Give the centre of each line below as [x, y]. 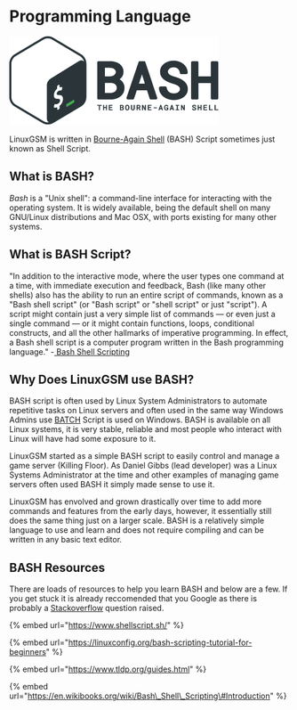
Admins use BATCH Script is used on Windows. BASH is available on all [140, 420]
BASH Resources [57, 567]
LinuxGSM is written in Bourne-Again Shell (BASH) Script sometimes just [142, 139]
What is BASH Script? [70, 254]
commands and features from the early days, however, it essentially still [140, 511]
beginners [28, 652]
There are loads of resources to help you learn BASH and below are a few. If [148, 589]
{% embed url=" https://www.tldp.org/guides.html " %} [108, 669]
